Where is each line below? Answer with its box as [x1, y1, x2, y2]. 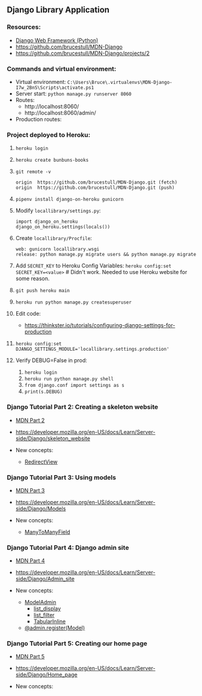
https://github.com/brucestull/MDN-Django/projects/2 [15, 49, 150, 57]
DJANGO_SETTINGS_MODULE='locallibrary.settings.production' [15, 346, 170, 353]
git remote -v [15, 169, 51, 175]
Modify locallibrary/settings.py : [15, 207, 101, 214]
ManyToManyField [24, 528, 71, 535]
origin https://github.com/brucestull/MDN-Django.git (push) [15, 185, 175, 191]
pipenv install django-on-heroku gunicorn [15, 196, 124, 203]
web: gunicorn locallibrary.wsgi [15, 246, 100, 252]
